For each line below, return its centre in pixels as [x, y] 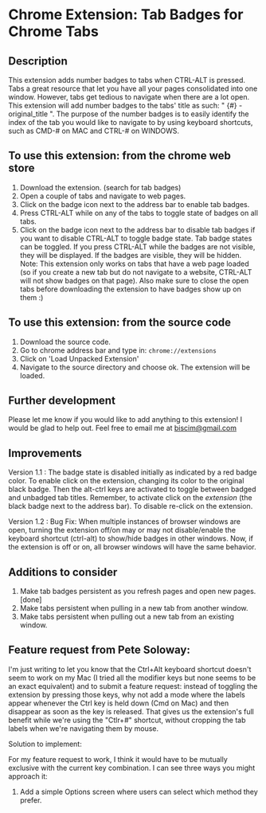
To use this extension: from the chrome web [119, 156]
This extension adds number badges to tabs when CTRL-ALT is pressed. [127, 80]
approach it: [28, 776]
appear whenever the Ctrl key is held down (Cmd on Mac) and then [119, 703]
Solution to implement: [45, 744]
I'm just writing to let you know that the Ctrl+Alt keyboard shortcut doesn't [130, 669]
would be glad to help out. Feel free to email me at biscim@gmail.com [123, 428]
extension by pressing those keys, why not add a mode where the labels [127, 694]
